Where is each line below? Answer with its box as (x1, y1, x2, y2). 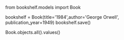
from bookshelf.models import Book (5, 5, 81, 10)
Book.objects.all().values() (5, 29, 61, 35)
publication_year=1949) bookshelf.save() (5, 20, 91, 25)
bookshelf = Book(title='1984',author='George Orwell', (5, 14, 119, 20)
